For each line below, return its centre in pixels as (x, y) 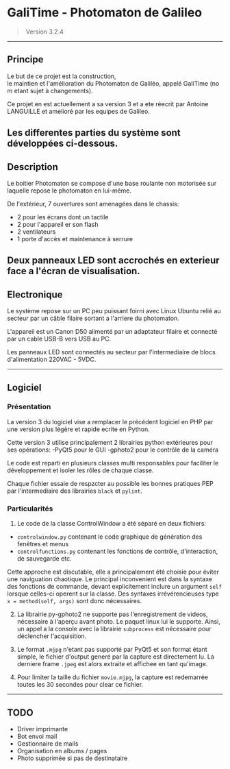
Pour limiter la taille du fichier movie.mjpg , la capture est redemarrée (113, 677)
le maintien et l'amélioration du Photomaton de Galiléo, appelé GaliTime (108, 83)
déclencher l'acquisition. (52, 636)
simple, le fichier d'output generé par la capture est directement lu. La (115, 657)
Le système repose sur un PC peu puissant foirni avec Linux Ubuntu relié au (114, 311)
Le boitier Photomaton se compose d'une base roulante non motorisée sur (112, 183)
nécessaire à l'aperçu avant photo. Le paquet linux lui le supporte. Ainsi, (118, 622)
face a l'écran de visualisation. (74, 271)
